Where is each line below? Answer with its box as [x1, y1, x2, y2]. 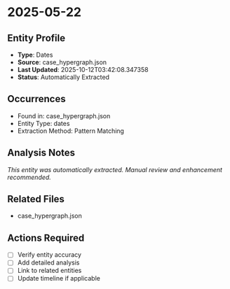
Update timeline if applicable [17, 274, 100, 283]
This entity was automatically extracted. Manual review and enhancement [7, 165, 223, 174]
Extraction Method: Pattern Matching [17, 127, 125, 135]
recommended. [7, 173, 51, 181]
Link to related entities [17, 267, 82, 275]
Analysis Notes [7, 147, 76, 159]
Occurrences [7, 93, 66, 105]
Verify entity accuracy [17, 251, 82, 259]
